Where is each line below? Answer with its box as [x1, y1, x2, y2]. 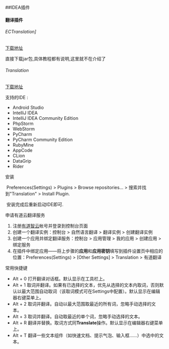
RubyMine [12, 142, 34, 148]
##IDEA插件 [5, 5, 30, 10]
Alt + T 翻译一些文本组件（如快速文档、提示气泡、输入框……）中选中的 [12, 332, 159, 338]
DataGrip [12, 158, 32, 164]
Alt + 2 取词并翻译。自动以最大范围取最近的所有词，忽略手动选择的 [12, 301, 152, 307]
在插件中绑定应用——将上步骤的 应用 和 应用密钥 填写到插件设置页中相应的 [12, 248, 163, 254]
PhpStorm [12, 120, 34, 126]
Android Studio [12, 105, 44, 110]
